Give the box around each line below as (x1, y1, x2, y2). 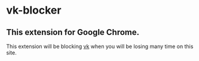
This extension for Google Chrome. (6, 27, 140, 37)
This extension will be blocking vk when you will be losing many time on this (6, 43, 194, 50)
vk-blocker (6, 4, 62, 17)
